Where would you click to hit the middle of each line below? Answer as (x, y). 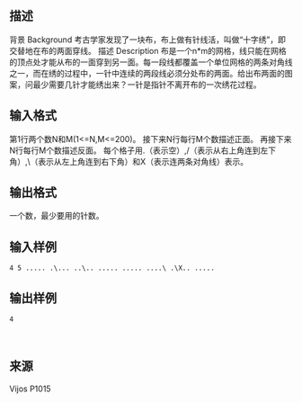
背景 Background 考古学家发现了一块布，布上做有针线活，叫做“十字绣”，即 (147, 40)
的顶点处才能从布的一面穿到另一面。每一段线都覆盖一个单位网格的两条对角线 (151, 62)
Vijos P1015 (30, 389)
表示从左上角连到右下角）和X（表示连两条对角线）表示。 (143, 161)
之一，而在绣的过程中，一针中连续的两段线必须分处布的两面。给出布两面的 (147, 73)
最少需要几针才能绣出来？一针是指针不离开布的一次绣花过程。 (147, 85)
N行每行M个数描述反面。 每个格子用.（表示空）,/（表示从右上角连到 (135, 150)
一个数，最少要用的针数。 (57, 216)
